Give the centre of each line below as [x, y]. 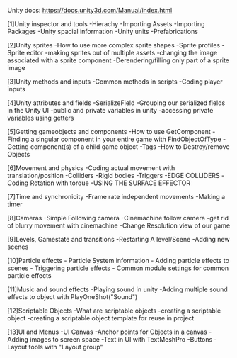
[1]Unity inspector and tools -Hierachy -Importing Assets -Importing [106, 24]
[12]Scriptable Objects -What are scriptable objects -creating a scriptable [114, 311]
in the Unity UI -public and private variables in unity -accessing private [110, 110]
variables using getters [41, 118]
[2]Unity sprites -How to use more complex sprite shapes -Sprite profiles [114, 45]
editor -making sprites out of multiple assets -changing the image [122, 53]
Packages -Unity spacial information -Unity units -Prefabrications [103, 32]
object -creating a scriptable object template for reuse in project [101, 318]
